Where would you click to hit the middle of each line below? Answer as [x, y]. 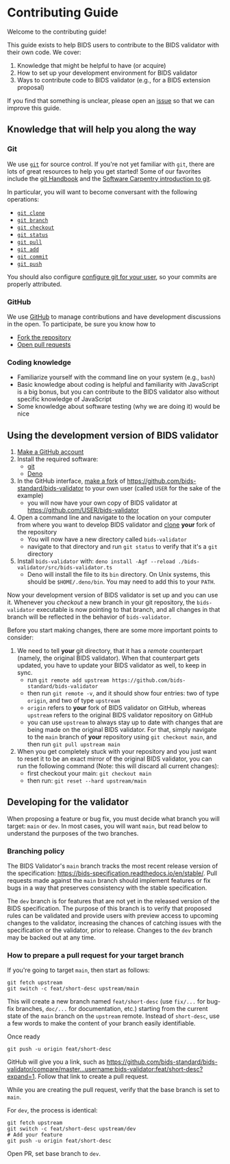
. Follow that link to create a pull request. [91, 1077]
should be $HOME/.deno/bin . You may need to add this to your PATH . [121, 582]
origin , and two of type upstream [74, 700]
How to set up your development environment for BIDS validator [107, 73]
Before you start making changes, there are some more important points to [112, 630]
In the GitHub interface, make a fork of [71, 481]
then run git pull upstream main [74, 744]
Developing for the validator [68, 802]
